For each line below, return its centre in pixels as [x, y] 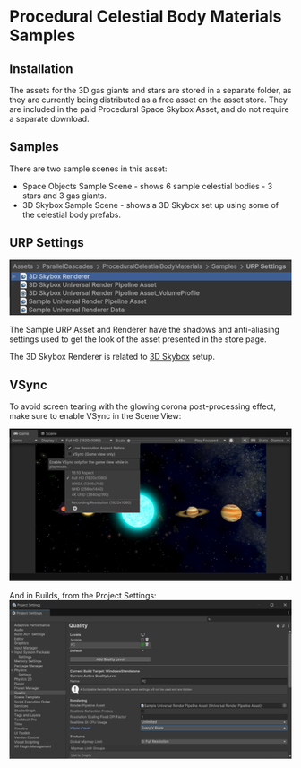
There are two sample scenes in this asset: [88, 169]
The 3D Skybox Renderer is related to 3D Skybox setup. [112, 357]
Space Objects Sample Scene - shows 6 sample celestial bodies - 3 [147, 186]
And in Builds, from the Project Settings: [83, 596]
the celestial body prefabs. [72, 214]
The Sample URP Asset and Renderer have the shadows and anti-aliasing [144, 330]
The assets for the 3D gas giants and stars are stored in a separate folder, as [150, 90]
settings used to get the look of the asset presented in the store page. [138, 339]
